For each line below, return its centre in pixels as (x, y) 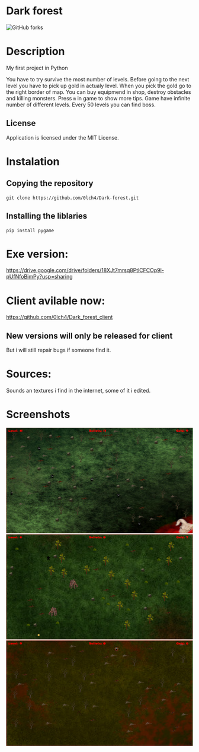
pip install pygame (30, 230)
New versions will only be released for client (89, 336)
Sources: (29, 374)
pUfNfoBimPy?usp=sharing (39, 277)
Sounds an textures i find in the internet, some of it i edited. (78, 391)
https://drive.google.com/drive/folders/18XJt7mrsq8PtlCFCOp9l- (85, 270)
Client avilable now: (56, 301)
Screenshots (38, 415)
